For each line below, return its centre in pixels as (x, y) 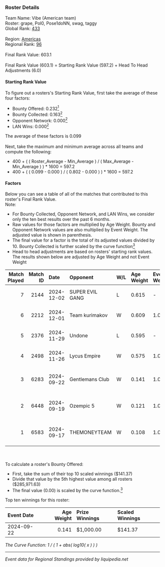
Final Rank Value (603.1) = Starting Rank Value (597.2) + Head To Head (77, 65)
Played (16, 280)
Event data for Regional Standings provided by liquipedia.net (67, 559)
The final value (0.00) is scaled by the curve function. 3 (67, 490)
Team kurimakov (89, 315)
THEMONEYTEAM (91, 432)
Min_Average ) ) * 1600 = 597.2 (43, 167)
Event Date (21, 515)
